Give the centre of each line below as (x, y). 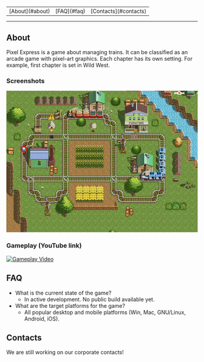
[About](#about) (29, 11)
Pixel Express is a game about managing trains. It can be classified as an (97, 52)
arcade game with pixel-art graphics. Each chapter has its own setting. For (100, 59)
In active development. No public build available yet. (89, 299)
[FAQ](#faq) (70, 11)
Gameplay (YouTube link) (44, 246)
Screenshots (25, 81)
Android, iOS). (42, 318)
